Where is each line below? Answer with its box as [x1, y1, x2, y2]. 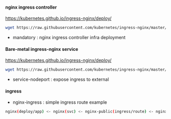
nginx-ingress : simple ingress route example [12, 99, 107, 105]
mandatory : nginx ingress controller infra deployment [12, 35, 126, 41]
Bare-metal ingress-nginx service [5, 46, 78, 52]
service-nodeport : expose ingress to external [12, 76, 109, 82]
